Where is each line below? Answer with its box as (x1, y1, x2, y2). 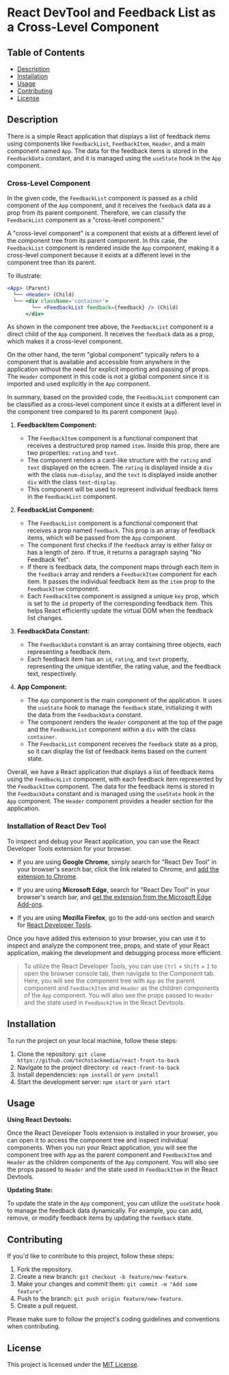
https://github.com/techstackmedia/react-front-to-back (16, 1057, 180, 1064)
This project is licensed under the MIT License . (7, 1361, 139, 1369)
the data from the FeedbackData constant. (27, 711, 143, 719)
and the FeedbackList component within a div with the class (27, 725, 196, 733)
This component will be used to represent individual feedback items (27, 485, 219, 493)
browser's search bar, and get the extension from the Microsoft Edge (16, 893, 212, 901)
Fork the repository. (16, 1265, 73, 1273)
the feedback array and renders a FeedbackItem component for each (27, 570, 217, 578)
